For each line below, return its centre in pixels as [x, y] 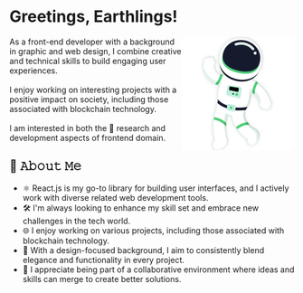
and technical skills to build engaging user [88, 61]
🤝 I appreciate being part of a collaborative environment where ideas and [158, 269]
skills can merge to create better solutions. [102, 279]
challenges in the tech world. [76, 221]
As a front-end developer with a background [92, 42]
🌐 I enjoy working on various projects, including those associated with [153, 230]
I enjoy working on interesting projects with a [93, 90]
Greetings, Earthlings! [94, 17]
